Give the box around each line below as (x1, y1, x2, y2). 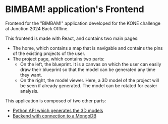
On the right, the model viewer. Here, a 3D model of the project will (20, 77, 159, 83)
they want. (20, 72, 42, 78)
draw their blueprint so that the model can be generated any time (20, 67, 155, 73)
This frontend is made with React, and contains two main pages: (5, 35, 139, 41)
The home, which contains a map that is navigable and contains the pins (12, 45, 163, 51)
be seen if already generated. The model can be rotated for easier (20, 82, 157, 89)
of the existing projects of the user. (12, 50, 86, 56)
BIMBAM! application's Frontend (5, 4, 145, 15)
